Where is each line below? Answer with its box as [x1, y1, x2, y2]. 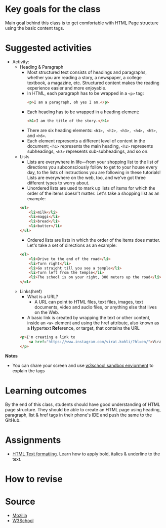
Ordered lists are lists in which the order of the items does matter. [27, 237, 161, 243]
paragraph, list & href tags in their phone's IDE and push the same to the [5, 412, 152, 418]
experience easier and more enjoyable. [27, 85, 107, 91]
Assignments [5, 434, 61, 445]
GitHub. [5, 417, 21, 423]
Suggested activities [5, 43, 92, 54]
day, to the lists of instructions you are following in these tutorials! [27, 169, 161, 175]
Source [5, 496, 36, 507]
